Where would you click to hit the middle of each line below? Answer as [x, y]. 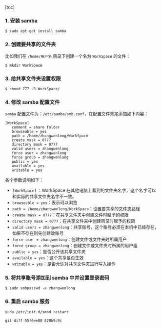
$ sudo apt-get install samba [36, 31]
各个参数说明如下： [24, 180]
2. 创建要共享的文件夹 [30, 45]
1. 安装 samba [21, 21]
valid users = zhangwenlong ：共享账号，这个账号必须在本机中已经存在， [85, 227]
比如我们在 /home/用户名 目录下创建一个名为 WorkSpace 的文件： [68, 56]
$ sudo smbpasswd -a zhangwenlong [40, 288]
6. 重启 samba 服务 [27, 302]
